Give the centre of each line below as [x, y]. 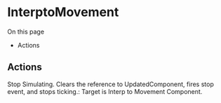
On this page [26, 32]
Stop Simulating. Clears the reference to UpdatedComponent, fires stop [110, 84]
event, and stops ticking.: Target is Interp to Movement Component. [105, 91]
